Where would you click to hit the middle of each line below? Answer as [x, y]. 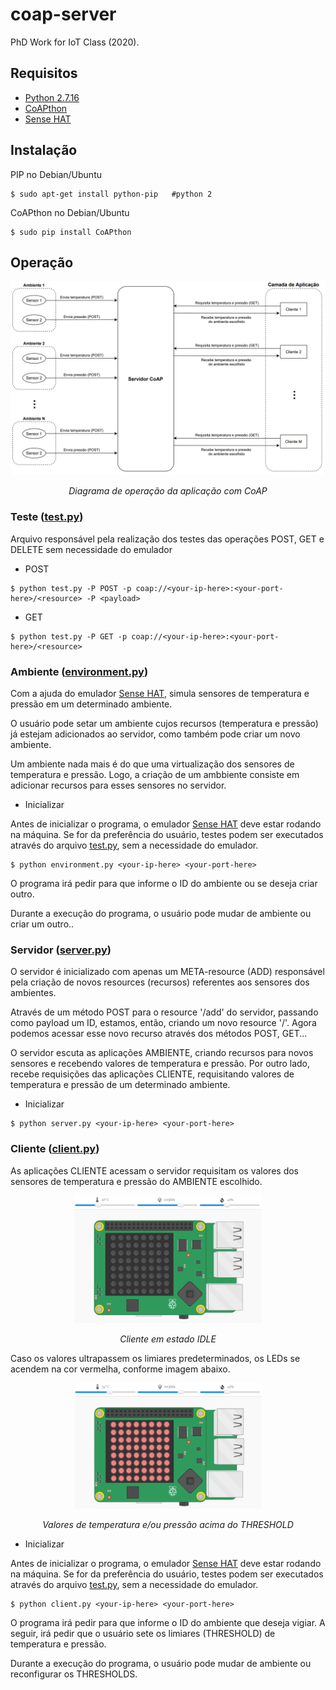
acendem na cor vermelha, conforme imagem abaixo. [120, 1369]
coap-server [63, 14]
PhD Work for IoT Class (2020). [75, 42]
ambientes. [33, 993]
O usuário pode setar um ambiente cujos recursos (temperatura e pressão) [164, 724]
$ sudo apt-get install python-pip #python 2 [111, 194]
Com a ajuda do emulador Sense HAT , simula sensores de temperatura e [160, 694]
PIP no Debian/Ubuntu [56, 174]
